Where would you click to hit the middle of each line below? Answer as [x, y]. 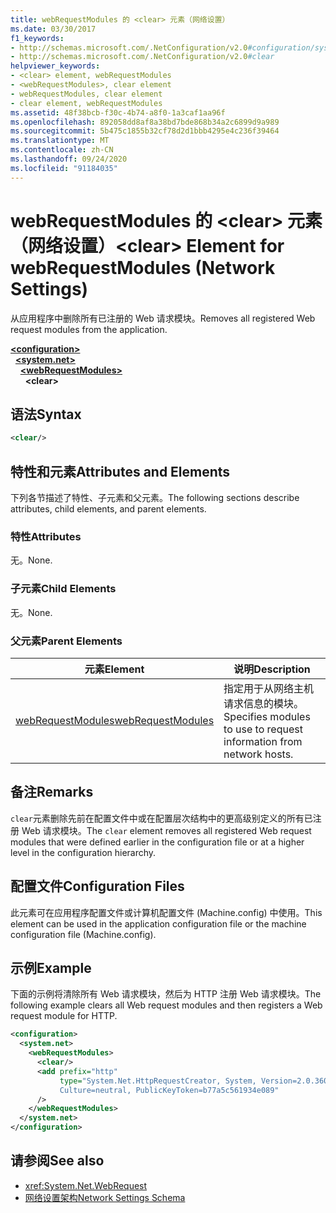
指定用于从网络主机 [269, 688]
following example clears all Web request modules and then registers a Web [166, 1005]
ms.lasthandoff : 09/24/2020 [69, 159]
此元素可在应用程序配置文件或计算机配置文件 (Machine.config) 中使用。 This [166, 912]
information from [263, 741]
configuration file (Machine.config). [83, 934]
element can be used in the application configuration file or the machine [158, 923]
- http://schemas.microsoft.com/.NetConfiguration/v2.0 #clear [142, 57]
